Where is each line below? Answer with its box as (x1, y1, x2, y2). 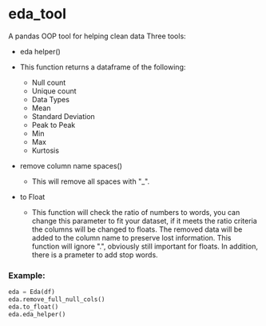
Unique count (31, 85, 77, 96)
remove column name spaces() (19, 161, 122, 170)
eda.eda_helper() (8, 310, 66, 318)
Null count (31, 78, 66, 87)
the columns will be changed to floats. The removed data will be (31, 225, 243, 234)
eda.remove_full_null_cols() (8, 296, 105, 304)
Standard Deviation (31, 111, 96, 121)
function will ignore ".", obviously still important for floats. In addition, (31, 241, 258, 251)
